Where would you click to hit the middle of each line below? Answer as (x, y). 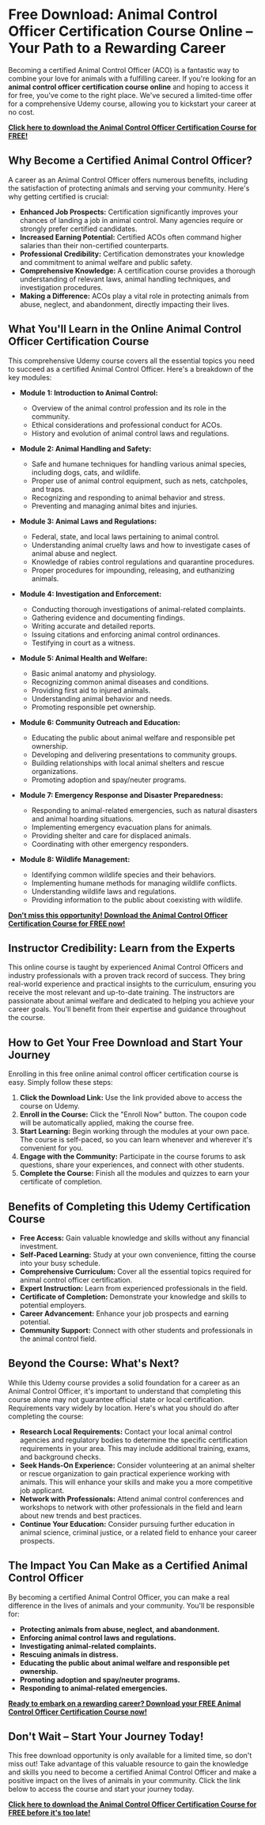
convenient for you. (51, 1148)
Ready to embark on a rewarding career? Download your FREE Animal (125, 1703)
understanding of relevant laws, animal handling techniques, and (125, 279)
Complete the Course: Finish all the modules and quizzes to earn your (134, 1173)
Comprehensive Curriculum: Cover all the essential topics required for (135, 1271)
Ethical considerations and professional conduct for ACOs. (127, 425)
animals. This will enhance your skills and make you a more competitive (136, 1482)
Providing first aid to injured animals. (91, 690)
